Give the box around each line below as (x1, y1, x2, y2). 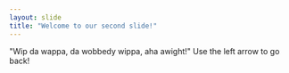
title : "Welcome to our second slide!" (9, 21, 158, 30)
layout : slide (9, 12, 62, 22)
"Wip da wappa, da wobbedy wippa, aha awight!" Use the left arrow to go (9, 45, 280, 56)
